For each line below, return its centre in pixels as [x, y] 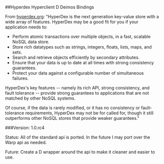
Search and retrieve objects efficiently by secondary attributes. [76, 57]
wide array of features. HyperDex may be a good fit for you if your [72, 22]
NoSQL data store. [31, 42]
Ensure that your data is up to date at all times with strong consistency [83, 63]
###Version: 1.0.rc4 [25, 128]
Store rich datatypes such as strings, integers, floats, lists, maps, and [82, 47]
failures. [20, 78]
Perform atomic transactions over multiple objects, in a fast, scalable [81, 37]
